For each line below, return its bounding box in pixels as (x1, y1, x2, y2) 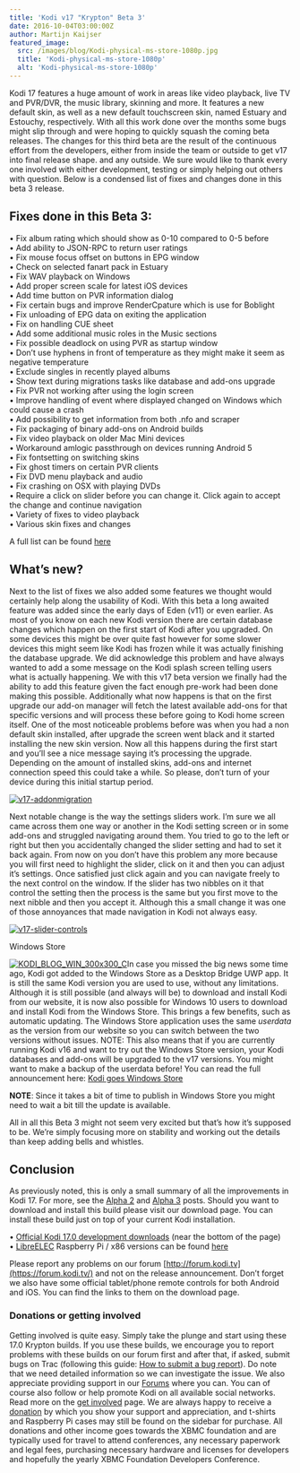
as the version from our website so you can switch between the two (9, 1025, 260, 1035)
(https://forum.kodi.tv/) (9, 1268, 94, 1278)
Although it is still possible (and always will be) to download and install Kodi (9, 987, 287, 998)
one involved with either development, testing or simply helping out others (9, 163, 284, 175)
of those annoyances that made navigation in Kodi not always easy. (9, 906, 258, 917)
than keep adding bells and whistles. (9, 1136, 144, 1147)
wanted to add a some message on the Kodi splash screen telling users (9, 662, 272, 672)
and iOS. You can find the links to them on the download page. (9, 1287, 240, 1298)
